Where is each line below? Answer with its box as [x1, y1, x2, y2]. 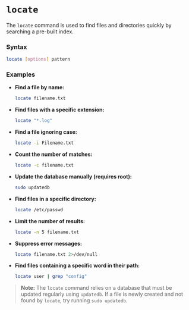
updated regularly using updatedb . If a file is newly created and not [20, 290, 183, 298]
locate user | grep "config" [14, 274, 87, 280]
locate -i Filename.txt [14, 140, 74, 146]
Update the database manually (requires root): [14, 173, 132, 180]
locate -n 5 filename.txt [14, 229, 79, 235]
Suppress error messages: [14, 240, 82, 247]
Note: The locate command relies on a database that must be [20, 284, 172, 292]
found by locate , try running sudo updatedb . [20, 297, 128, 304]
